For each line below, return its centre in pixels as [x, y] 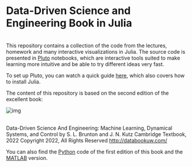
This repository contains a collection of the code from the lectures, [87, 46]
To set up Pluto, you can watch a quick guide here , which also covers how [95, 75]
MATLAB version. [27, 158]
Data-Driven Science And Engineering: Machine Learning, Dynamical [89, 128]
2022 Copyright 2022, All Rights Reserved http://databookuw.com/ [87, 140]
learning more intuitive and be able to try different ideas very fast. [85, 64]
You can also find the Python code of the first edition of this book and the [95, 152]
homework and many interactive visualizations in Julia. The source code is [96, 51]
